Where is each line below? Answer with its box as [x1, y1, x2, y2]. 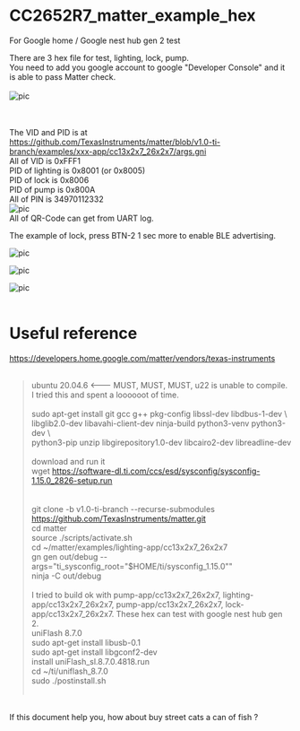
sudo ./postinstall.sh [30, 674, 107, 686]
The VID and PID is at [9, 126, 88, 137]
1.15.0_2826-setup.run [30, 474, 113, 485]
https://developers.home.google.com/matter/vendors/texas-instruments [9, 352, 276, 363]
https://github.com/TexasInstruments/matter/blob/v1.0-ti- [9, 136, 221, 147]
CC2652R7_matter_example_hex [9, 5, 257, 26]
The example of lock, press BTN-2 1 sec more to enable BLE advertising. [9, 230, 276, 240]
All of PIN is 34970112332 [9, 194, 105, 205]
